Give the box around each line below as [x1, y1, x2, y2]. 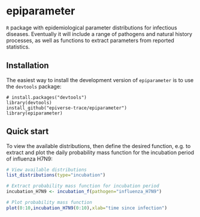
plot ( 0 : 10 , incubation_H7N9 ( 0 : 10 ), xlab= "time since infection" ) [6, 205, 168, 211]
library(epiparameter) [6, 110, 63, 116]
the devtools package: [6, 83, 62, 90]
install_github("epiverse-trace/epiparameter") [6, 105, 128, 111]
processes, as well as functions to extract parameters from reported [6, 37, 175, 44]
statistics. [6, 43, 30, 50]
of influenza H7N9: [6, 155, 53, 162]
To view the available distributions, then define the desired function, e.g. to [6, 142, 191, 149]
